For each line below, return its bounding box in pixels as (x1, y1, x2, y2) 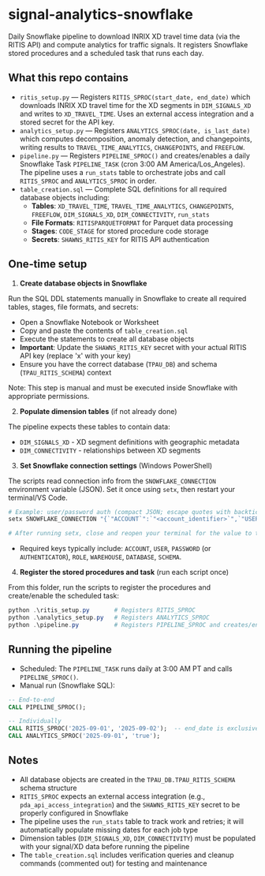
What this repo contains (8, 71, 129, 84)
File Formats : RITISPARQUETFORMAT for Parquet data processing (31, 218, 233, 227)
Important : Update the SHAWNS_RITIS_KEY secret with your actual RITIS (19, 342, 247, 352)
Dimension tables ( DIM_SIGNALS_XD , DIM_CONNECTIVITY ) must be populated (19, 833, 256, 843)
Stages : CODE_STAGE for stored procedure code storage (31, 226, 209, 236)
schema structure (19, 783, 77, 792)
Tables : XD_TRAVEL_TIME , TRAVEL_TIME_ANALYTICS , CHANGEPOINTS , (31, 201, 234, 211)
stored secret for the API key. (19, 117, 115, 127)
